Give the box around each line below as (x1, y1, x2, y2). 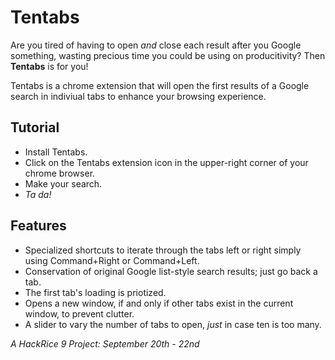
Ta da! (24, 188, 52, 200)
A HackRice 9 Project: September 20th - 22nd (10, 337, 200, 350)
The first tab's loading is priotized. (24, 286, 167, 298)
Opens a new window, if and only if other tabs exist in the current (24, 297, 294, 309)
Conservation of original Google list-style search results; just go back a (24, 265, 318, 277)
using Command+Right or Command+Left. (24, 254, 200, 266)
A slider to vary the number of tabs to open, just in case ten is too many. (24, 318, 322, 330)
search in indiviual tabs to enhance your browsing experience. (10, 90, 267, 102)
